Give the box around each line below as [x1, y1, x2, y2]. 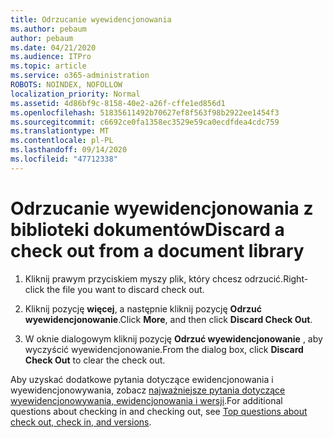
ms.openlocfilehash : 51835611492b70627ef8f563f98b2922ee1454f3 [10, 107, 280, 118]
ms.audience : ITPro [10, 52, 92, 62]
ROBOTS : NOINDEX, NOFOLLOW [10, 80, 123, 90]
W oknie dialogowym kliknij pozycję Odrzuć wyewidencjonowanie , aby [24, 332, 323, 345]
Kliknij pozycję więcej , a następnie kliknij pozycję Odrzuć [24, 302, 262, 315]
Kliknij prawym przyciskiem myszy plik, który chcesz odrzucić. [24, 272, 284, 285]
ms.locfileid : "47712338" [10, 154, 118, 164]
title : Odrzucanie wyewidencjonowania [10, 14, 172, 25]
